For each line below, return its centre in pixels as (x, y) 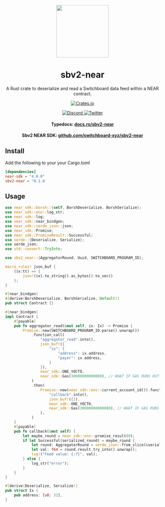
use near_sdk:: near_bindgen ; (35, 221)
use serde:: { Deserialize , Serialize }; (45, 240)
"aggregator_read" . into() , (68, 340)
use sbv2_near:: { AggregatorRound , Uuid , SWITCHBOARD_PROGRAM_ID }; (74, 258)
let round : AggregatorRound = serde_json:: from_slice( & (90, 445)
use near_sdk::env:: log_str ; (35, 212)
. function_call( (48, 335)
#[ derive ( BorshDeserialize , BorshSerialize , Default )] (62, 299)
